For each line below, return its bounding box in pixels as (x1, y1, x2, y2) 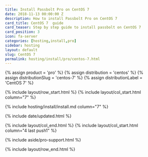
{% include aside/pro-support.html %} (5, 137, 81, 143)
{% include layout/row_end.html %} (5, 146, 76, 152)
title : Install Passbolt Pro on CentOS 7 (5, 7, 90, 12)
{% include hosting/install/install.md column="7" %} (5, 104, 108, 110)
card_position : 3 (5, 29, 40, 34)
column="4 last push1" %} (5, 128, 57, 133)
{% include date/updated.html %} (5, 113, 72, 119)
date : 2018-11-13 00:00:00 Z (5, 12, 64, 16)
